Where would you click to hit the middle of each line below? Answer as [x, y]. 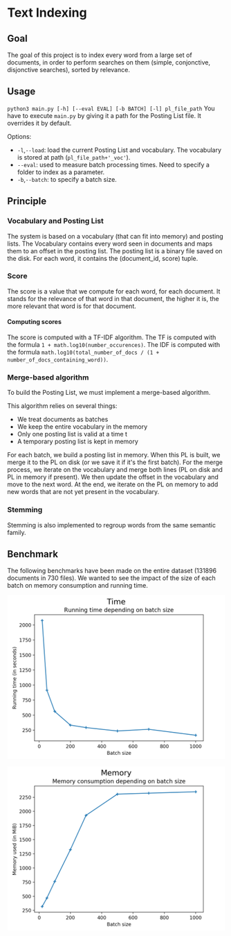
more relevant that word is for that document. [72, 306]
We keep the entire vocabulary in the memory [82, 427]
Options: [19, 136]
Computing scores [35, 322]
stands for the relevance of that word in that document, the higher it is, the [113, 298]
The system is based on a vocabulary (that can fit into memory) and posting [115, 236]
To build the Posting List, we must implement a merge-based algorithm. [109, 393]
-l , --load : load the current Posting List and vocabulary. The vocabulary [119, 150]
